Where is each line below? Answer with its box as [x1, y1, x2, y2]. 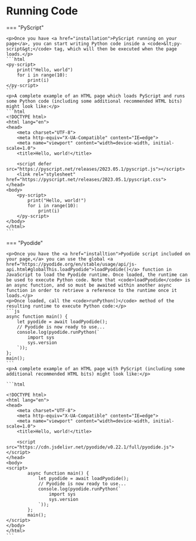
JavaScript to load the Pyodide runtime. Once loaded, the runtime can [6, 272, 188, 278]
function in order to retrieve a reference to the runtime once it [6, 287, 178, 293]
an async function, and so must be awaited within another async [6, 282, 172, 288]
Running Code [6, 4, 79, 18]
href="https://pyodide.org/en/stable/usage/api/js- [6, 261, 137, 267]
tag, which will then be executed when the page [54, 46, 178, 52]
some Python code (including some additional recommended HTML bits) [6, 98, 183, 104]
